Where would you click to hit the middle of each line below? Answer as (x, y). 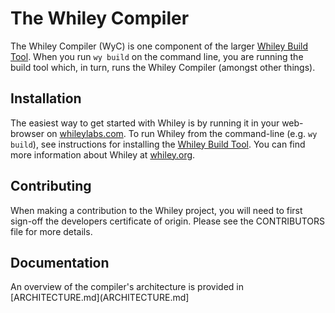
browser (27, 133)
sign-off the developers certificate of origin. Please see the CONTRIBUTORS (167, 221)
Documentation (60, 262)
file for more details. (51, 231)
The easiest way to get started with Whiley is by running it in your (145, 123)
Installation (46, 98)
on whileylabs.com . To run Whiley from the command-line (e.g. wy (182, 133)
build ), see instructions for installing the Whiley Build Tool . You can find (158, 144)
